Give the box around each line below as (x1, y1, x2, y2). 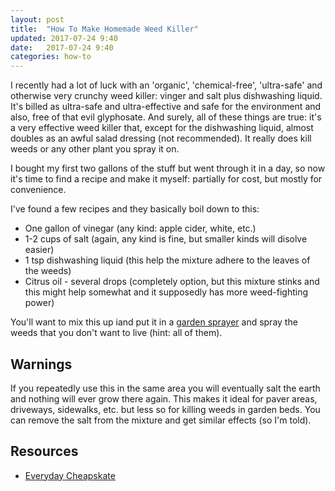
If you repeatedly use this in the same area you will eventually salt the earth (10, 382, 321, 394)
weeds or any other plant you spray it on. (10, 143, 180, 155)
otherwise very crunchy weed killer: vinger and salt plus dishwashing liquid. (10, 90, 323, 102)
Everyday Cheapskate (24, 469, 116, 481)
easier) (24, 244, 55, 256)
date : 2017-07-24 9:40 (10, 42, 114, 53)
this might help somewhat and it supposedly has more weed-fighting (24, 286, 309, 298)
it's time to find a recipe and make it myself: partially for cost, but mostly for (10, 173, 323, 185)
